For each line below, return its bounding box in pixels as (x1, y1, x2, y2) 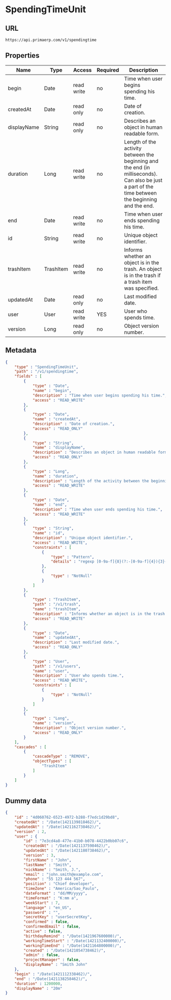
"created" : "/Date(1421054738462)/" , (23, 948, 106, 953)
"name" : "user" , (32, 668, 70, 673)
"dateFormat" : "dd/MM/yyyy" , (23, 891, 88, 896)
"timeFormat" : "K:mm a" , (23, 895, 79, 900)
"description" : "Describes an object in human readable (32, 450, 156, 455)
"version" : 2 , (14, 829, 47, 834)
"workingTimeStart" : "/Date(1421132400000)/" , (23, 938, 126, 943)
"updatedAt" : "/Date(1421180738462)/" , (23, 848, 110, 853)
